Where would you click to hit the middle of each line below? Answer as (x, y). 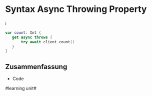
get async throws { (32, 37)
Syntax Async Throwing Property (76, 9)
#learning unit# (21, 89)
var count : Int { (23, 33)
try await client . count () (48, 42)
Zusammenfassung (36, 66)
